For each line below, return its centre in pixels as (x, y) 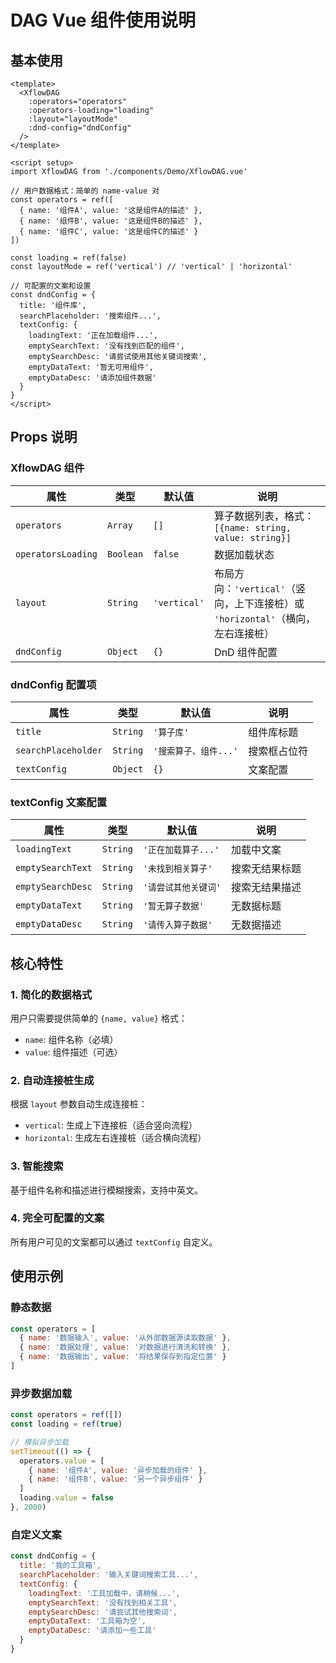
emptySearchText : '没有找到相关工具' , (103, 1602)
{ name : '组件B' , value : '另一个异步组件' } (115, 1479)
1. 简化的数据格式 (51, 994)
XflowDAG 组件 (47, 468)
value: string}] (253, 537)
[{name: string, (253, 527)
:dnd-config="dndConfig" (80, 128)
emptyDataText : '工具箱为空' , (87, 1621)
